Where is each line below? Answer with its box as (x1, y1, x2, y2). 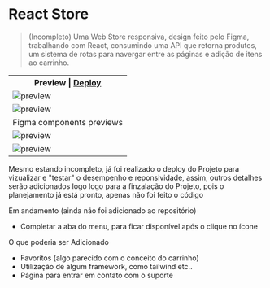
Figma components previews (12, 116, 124, 128)
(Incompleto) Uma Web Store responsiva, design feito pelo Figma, (28, 32, 250, 41)
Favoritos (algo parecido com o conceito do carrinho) (20, 253, 199, 263)
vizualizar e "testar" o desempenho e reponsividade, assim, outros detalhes (8, 172, 263, 182)
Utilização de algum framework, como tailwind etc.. (20, 261, 193, 271)
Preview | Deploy (33, 76, 102, 88)
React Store (8, 5, 89, 24)
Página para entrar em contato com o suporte (20, 270, 173, 280)
